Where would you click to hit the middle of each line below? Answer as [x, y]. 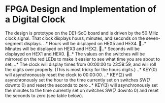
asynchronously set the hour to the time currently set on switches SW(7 [78, 80]
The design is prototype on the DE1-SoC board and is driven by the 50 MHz [82, 33]
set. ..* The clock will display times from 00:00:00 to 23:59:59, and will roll [81, 64]
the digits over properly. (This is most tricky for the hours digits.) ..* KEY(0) [81, 69]
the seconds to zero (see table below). [44, 95]
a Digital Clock [35, 19]
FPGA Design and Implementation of [81, 9]
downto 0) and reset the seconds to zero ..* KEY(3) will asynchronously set [82, 85]
